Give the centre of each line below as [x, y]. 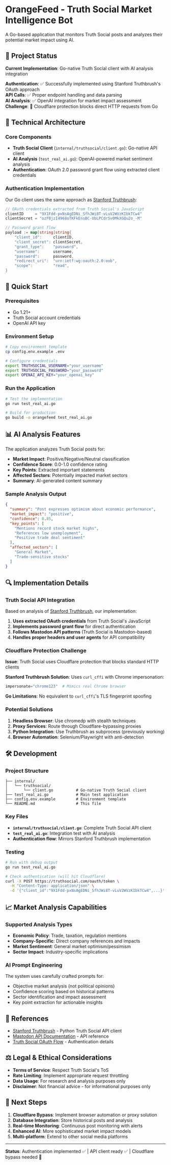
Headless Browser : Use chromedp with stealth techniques [74, 721]
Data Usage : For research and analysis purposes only [69, 1081]
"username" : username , [44, 252]
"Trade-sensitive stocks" [42, 557]
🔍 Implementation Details [47, 583]
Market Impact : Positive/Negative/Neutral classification [71, 459]
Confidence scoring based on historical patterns [63, 992]
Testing [15, 852]
